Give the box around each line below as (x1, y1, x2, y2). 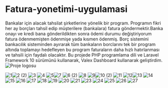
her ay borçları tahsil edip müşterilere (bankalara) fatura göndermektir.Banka (5, 25, 163, 31)
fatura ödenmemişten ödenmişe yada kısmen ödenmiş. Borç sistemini (5, 36, 149, 42)
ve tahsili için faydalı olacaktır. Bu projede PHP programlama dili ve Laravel (5, 51, 159, 58)
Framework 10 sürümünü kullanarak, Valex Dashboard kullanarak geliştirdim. (5, 57, 163, 63)
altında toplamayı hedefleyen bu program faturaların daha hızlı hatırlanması (5, 46, 159, 52)
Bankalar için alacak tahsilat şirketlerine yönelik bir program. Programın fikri (5, 20, 161, 26)
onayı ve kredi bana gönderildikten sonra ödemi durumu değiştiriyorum (5, 30, 152, 36)
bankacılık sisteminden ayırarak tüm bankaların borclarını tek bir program (5, 41, 156, 47)
